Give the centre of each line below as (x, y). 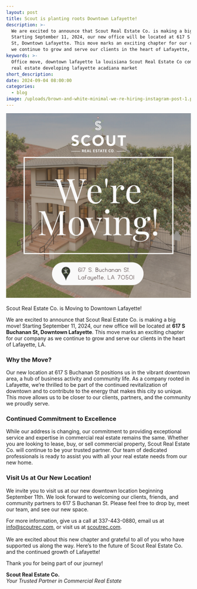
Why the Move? (29, 359)
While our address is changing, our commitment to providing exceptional (94, 431)
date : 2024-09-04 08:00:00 (39, 80)
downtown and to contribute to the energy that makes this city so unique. (94, 391)
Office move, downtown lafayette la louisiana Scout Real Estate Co (97, 62)
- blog (19, 93)
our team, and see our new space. (47, 509)
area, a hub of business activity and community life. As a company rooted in (98, 379)
